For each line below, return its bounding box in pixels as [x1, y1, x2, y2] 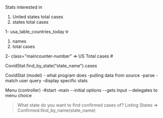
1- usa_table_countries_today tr [5, 29, 69, 34]
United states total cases [12, 14, 64, 19]
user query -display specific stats [19, 78, 88, 83]
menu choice [5, 93, 32, 98]
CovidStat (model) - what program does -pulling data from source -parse [5, 72, 155, 78]
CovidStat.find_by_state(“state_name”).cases [5, 63, 97, 68]
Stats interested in [5, 4, 42, 10]
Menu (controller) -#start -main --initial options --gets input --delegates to [5, 87, 158, 93]
